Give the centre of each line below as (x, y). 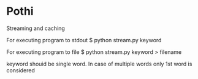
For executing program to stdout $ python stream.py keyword (84, 40)
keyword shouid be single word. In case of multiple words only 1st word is (99, 64)
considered (21, 70)
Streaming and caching (36, 28)
